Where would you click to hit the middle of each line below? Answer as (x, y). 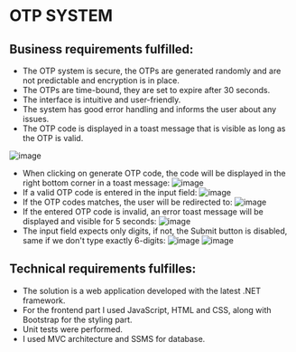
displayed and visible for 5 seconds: (89, 221)
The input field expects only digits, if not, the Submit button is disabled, (155, 231)
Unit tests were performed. (73, 329)
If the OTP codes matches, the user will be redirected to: (127, 202)
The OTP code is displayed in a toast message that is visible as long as (154, 128)
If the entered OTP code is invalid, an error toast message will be (143, 212)
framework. (44, 300)
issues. (36, 119)
